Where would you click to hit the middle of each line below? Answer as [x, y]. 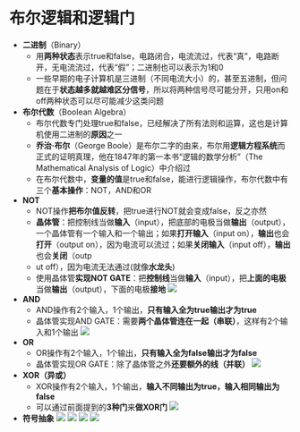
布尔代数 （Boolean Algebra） [77, 112]
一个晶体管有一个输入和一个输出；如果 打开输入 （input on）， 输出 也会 [163, 233]
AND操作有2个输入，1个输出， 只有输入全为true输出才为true [146, 309]
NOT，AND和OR [121, 190]
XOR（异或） [47, 375]
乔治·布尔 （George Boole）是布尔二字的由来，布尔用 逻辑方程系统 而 [160, 145]
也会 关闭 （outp [64, 255]
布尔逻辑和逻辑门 [73, 18]
